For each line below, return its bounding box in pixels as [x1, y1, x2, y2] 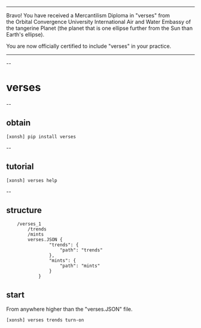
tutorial [6, 162, 34, 172]
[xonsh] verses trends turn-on [6, 317, 84, 323]
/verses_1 [17, 221, 42, 227]
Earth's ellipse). [6, 31, 45, 38]
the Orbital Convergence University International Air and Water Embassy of [6, 19, 191, 25]
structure [6, 205, 42, 215]
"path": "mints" [59, 263, 100, 269]
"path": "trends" [59, 247, 103, 253]
